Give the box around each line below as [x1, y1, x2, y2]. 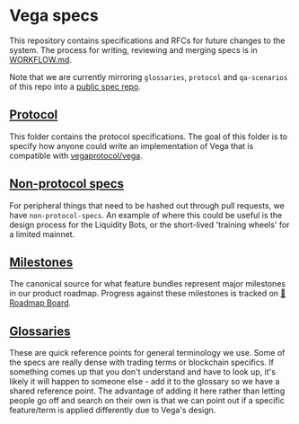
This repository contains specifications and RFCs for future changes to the [9, 35, 286, 46]
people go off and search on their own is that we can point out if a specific [9, 395, 285, 406]
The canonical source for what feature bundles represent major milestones [9, 278, 286, 289]
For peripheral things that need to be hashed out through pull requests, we [9, 199, 285, 211]
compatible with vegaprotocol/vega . [9, 150, 144, 161]
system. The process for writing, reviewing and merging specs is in [9, 44, 258, 55]
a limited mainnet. [9, 228, 75, 239]
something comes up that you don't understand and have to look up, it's [9, 367, 277, 377]
